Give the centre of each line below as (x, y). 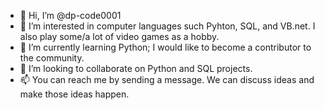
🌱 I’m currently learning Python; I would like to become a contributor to (165, 47)
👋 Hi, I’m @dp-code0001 (70, 15)
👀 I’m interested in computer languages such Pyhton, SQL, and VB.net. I (167, 26)
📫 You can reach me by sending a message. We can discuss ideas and (167, 79)
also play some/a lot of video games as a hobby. (119, 36)
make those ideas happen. (74, 94)
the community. (52, 58)
